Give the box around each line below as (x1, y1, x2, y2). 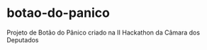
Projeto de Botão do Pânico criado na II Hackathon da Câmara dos (6, 28, 200, 37)
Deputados (6, 35, 39, 44)
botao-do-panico (6, 5, 111, 21)
